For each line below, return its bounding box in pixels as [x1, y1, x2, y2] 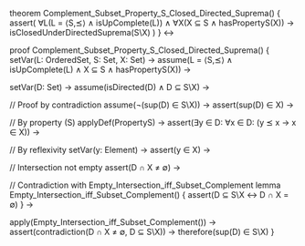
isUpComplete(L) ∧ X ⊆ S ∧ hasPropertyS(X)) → [9, 64, 192, 75]
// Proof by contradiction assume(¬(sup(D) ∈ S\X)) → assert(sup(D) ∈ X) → [9, 99, 294, 110]
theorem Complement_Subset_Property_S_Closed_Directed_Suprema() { [9, 8, 281, 18]
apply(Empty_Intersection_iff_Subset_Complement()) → [9, 217, 217, 227]
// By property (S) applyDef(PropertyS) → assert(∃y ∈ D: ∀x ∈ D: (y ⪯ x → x [9, 118, 297, 128]
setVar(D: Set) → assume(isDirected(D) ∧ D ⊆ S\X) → [9, 82, 210, 92]
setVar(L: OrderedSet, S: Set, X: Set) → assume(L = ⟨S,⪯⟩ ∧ [9, 55, 233, 65]
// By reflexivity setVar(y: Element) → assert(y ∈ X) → [9, 145, 212, 155]
